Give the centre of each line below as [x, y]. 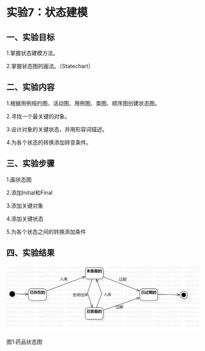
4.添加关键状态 [25, 218]
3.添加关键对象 [25, 206]
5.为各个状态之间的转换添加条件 [46, 231]
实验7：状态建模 [47, 13]
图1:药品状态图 [24, 342]
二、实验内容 [31, 87]
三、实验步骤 [31, 164]
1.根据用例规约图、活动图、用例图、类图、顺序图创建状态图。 [83, 103]
